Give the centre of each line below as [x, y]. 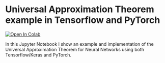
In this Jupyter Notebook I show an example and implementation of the [79, 44]
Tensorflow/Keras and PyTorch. [38, 55]
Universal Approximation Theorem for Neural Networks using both [75, 49]
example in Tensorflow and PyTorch [83, 20]
